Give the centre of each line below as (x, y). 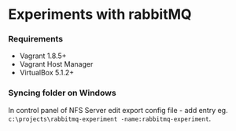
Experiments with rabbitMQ (100, 15)
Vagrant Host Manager (56, 64)
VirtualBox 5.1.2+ (47, 73)
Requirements (36, 39)
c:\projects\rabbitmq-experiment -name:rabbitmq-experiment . (110, 118)
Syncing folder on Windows (62, 93)
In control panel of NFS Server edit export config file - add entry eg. (118, 110)
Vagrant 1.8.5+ (43, 56)
